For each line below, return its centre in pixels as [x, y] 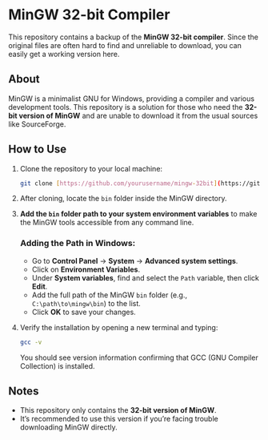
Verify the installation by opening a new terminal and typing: [119, 327]
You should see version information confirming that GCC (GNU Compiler [139, 357]
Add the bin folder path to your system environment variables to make [138, 214]
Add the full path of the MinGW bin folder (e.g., [110, 295]
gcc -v [31, 342]
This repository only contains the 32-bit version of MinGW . [118, 410]
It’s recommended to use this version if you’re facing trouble [119, 419]
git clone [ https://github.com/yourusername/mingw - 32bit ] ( [120, 183]
